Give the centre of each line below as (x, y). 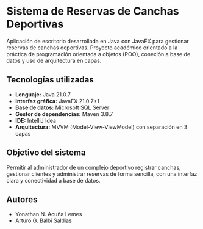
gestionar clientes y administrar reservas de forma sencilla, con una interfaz (102, 174)
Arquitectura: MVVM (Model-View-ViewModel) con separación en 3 (101, 127)
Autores (22, 199)
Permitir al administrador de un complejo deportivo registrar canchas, (94, 167)
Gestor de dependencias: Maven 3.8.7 (64, 114)
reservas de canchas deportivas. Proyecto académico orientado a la (92, 48)
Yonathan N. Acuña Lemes (48, 214)
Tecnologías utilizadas (50, 80)
